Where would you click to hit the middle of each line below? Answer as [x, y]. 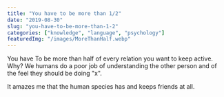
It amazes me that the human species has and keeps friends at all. [101, 87]
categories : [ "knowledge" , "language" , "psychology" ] [86, 33]
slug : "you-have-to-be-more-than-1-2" [63, 26]
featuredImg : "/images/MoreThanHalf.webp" [69, 39]
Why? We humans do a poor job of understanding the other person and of [112, 66]
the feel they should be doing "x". [54, 74]
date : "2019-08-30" [35, 20]
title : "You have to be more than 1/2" [64, 13]
